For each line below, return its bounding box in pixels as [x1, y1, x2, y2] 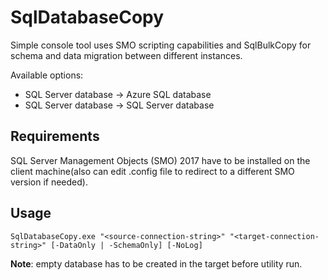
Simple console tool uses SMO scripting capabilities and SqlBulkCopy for [10, 39, 312, 51]
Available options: [10, 69, 84, 81]
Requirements [10, 128, 100, 145]
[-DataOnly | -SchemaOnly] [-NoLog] [50, 240, 203, 250]
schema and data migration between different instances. [10, 49, 243, 61]
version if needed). [10, 176, 88, 188]
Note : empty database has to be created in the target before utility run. [10, 257, 303, 270]
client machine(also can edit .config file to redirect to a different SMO [10, 165, 295, 177]
